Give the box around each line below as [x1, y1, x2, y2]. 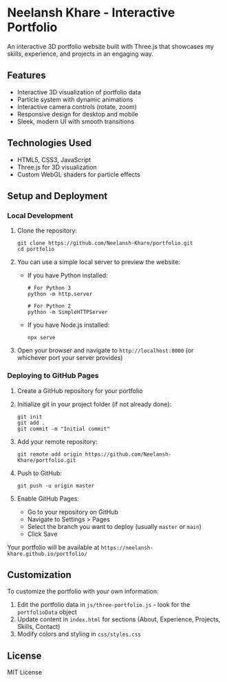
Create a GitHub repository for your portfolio [17, 386, 143, 394]
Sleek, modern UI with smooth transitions [17, 117, 135, 126]
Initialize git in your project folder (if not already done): [17, 400, 172, 408]
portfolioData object [17, 608, 77, 616]
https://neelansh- [100, 544, 153, 551]
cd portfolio [17, 246, 55, 253]
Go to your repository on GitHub [27, 508, 118, 516]
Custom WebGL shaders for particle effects [17, 170, 141, 179]
